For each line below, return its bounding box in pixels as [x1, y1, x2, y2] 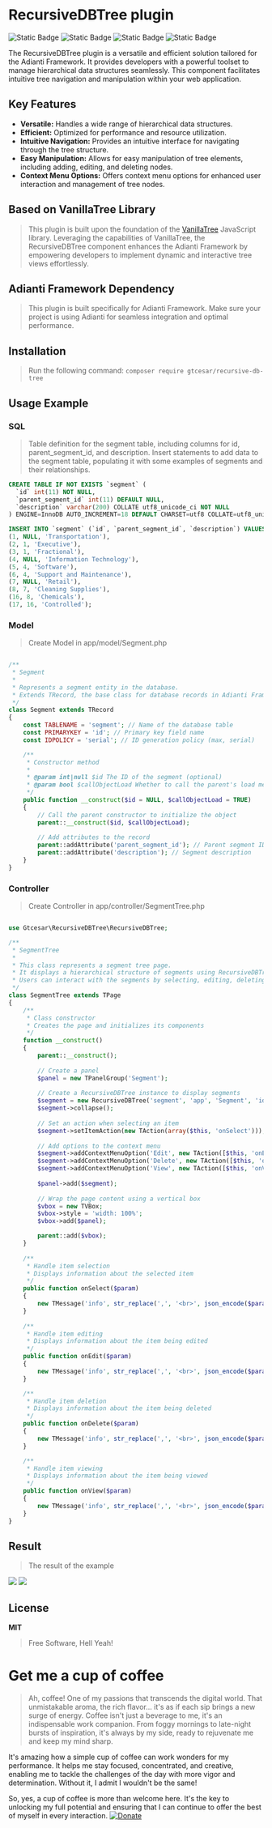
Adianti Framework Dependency [8, 282, 175, 296]
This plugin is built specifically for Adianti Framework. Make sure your [28, 304, 261, 313]
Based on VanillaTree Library [8, 202, 156, 216]
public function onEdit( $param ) [23, 1353, 132, 1361]
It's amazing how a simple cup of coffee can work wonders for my [8, 1752, 229, 1762]
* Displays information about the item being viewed [26, 1472, 208, 1480]
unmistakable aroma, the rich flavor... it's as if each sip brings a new [28, 1702, 256, 1712]
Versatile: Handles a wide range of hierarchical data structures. [19, 119, 233, 129]
